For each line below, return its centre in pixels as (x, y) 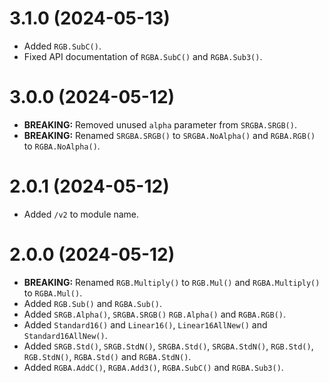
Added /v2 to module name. (81, 214)
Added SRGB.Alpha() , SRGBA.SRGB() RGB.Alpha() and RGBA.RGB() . (154, 314)
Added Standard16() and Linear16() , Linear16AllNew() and (145, 324)
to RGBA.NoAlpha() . (62, 146)
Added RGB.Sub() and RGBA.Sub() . (92, 303)
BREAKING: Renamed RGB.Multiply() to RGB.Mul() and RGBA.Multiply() (172, 282)
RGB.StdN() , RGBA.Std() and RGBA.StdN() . (107, 356)
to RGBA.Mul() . (53, 293)
